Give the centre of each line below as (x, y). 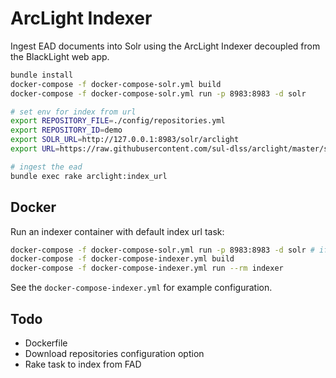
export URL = (35, 149)
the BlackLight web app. (60, 56)
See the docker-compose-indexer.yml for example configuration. (141, 288)
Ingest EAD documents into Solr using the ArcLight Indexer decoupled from (165, 46)
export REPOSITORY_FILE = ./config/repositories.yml (118, 121)
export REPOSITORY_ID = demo (66, 130)
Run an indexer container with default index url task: (117, 231)
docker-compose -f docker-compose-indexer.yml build (122, 259)
